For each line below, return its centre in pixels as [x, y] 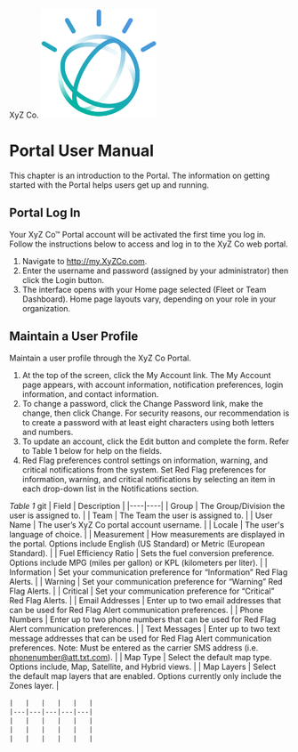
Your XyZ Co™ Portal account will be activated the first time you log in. [138, 234]
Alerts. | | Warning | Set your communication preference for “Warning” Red [146, 581]
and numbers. [48, 432]
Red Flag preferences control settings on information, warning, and [145, 460]
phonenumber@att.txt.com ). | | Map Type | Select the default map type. [141, 657]
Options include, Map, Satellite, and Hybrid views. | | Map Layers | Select [143, 667]
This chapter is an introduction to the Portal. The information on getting [139, 175]
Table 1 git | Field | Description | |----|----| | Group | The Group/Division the [147, 505]
